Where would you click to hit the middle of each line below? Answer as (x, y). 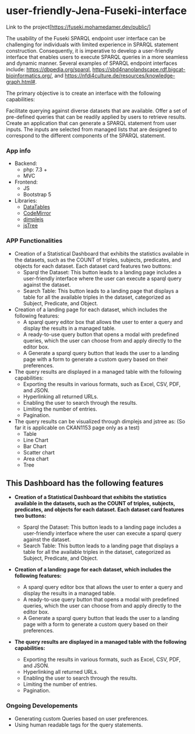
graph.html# (21, 82)
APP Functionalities (34, 241)
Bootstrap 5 (37, 195)
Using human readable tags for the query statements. (79, 725)
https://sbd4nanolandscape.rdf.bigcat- (139, 69)
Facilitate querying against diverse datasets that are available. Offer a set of (97, 111)
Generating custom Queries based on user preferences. (81, 718)
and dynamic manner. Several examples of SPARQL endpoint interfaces (92, 63)
